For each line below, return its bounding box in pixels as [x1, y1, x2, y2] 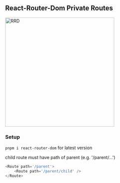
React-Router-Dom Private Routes [5, 4, 113, 12]
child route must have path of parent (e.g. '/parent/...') [5, 155, 116, 161]
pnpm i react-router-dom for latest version [5, 145, 93, 151]
